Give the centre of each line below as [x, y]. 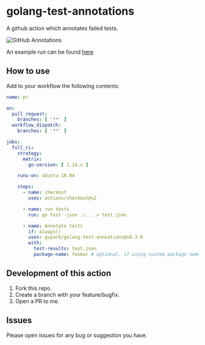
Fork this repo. [33, 288]
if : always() [45, 232]
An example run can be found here [50, 52]
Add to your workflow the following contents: [63, 86]
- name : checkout [45, 193]
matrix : [32, 159]
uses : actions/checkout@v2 [63, 198]
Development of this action [59, 273]
